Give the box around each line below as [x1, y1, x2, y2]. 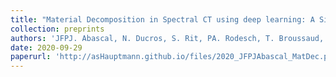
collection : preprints [10, 24, 105, 34]
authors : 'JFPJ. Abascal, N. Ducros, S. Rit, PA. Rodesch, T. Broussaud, [10, 33, 325, 43]
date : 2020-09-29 [10, 42, 83, 53]
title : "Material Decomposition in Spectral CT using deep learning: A [10, 14, 315, 25]
